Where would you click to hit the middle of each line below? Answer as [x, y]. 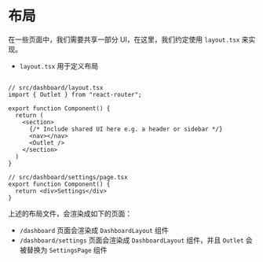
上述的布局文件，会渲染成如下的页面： [70, 213]
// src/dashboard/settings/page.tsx [68, 177]
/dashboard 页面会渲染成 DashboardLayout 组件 [94, 230]
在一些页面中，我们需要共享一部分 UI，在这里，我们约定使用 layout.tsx [124, 39]
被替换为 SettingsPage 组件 [63, 249]
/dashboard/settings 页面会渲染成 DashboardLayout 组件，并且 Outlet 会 [136, 240]
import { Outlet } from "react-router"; [75, 94]
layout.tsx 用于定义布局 [59, 66]
